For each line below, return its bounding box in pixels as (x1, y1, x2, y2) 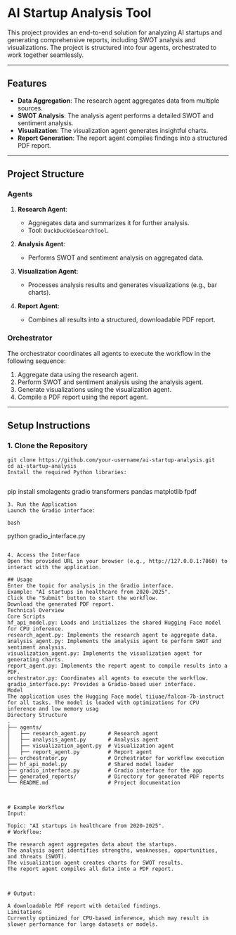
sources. (17, 103, 44, 112)
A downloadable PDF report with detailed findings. (7, 903, 162, 910)
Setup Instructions (7, 420, 91, 432)
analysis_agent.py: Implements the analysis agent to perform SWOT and (7, 638, 221, 645)
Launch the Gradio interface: (7, 507, 96, 514)
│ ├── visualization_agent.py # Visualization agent (7, 742, 174, 750)
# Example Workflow (7, 804, 65, 811)
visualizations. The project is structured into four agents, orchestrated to (7, 43, 217, 51)
